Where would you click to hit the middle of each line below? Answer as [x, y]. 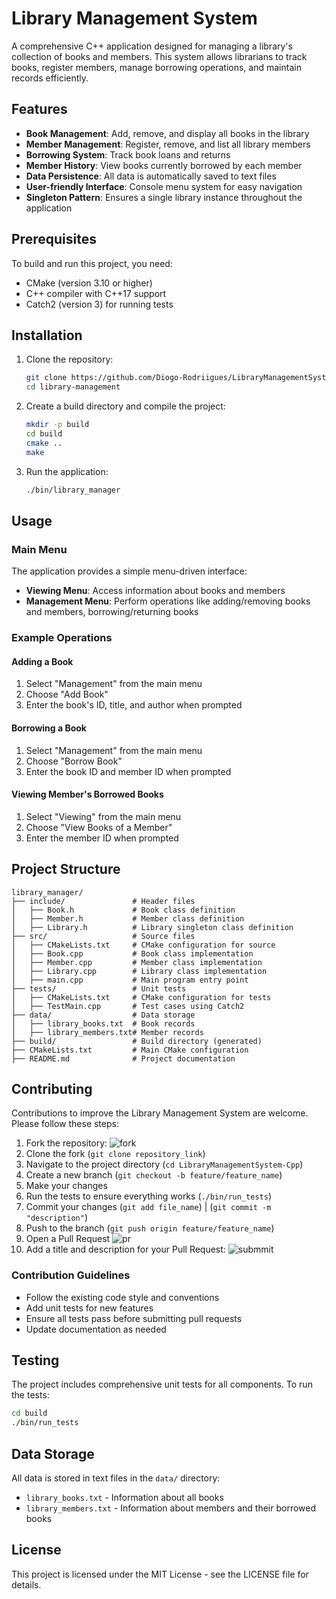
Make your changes [66, 1186]
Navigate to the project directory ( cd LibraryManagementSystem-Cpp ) [164, 1164]
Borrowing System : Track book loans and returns [128, 154]
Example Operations [62, 638]
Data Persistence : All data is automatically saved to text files [151, 176]
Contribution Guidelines [71, 1275]
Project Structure [66, 869]
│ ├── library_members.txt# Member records [107, 1032]
